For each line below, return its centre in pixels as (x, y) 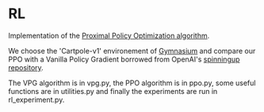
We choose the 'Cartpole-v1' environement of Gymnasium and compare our (132, 50)
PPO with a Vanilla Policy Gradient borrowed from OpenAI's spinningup (124, 59)
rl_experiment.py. (36, 99)
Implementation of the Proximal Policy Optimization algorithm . (109, 35)
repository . (26, 67)
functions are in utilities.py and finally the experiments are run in (113, 91)
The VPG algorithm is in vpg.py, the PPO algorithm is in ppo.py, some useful (132, 83)
